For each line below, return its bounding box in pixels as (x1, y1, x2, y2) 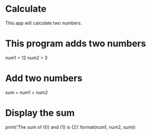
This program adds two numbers (5, 38, 146, 49)
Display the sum (5, 107, 75, 119)
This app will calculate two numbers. (5, 20, 82, 26)
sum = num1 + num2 (5, 89, 48, 95)
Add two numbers (5, 72, 83, 84)
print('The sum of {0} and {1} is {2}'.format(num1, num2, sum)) (5, 124, 136, 130)
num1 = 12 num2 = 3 (5, 55, 48, 61)
